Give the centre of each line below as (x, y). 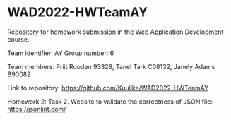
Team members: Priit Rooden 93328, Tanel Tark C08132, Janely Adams (111, 66)
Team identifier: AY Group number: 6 (61, 53)
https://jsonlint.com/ (37, 109)
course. (18, 39)
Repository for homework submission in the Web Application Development (115, 32)
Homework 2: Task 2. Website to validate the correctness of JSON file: (110, 101)
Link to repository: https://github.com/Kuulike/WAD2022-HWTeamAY (108, 88)
